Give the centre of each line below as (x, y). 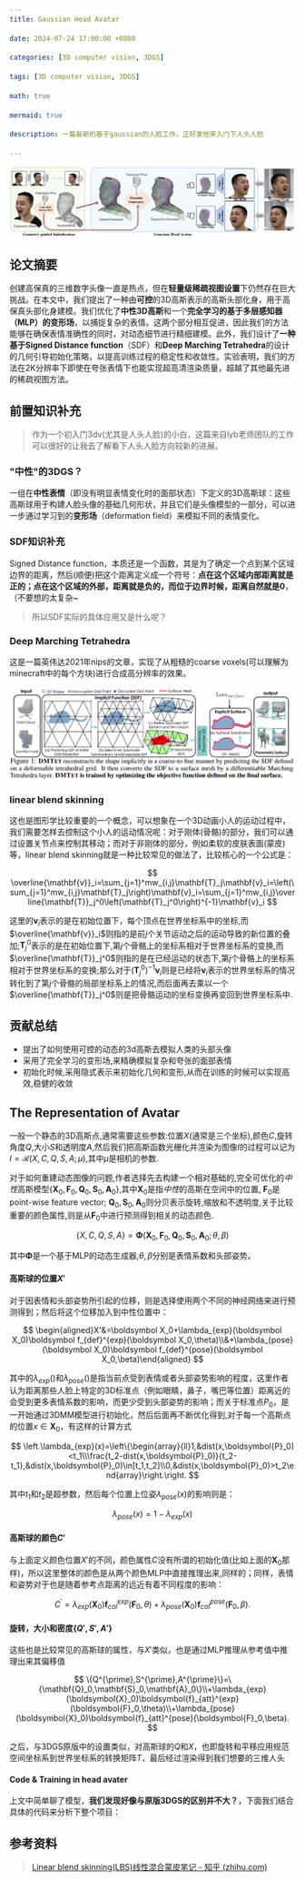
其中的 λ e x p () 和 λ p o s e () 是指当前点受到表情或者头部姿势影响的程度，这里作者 (149, 1379)
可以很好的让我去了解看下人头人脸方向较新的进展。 (127, 446)
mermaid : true (36, 115)
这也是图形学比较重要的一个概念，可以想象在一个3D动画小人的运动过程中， (150, 820)
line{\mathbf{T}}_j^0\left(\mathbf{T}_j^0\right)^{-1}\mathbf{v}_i (146, 902)
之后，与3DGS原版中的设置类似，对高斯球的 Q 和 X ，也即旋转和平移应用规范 (149, 1746)
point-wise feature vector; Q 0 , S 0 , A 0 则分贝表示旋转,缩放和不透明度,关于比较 (152, 1203)
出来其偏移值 (41, 1662)
